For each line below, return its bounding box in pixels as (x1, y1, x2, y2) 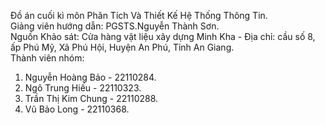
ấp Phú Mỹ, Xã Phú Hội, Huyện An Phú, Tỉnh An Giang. (10, 41, 235, 53)
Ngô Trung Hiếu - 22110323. (24, 82, 142, 94)
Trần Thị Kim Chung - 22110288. (24, 93, 159, 104)
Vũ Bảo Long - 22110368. (24, 103, 130, 115)
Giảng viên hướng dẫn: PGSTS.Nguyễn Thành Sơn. (10, 20, 220, 32)
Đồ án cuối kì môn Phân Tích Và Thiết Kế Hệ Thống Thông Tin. (10, 10, 268, 21)
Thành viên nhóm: (10, 52, 85, 64)
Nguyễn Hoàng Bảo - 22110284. (24, 71, 157, 83)
